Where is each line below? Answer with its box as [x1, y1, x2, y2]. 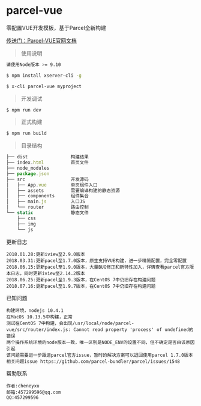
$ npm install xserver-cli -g [6, 73, 82, 79]
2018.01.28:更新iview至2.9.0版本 [6, 251, 85, 257]
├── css [17, 215, 36, 221]
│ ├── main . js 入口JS [6, 199, 85, 204]
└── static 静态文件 [6, 210, 89, 216]
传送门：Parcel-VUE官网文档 [6, 37, 77, 44]
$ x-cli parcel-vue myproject [6, 83, 82, 89]
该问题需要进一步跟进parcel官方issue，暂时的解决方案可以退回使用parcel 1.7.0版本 [6, 352, 193, 358]
